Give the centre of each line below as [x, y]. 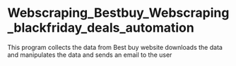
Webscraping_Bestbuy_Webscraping [118, 13]
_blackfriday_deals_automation [101, 28]
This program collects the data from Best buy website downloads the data [115, 47]
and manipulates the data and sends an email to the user [90, 55]
